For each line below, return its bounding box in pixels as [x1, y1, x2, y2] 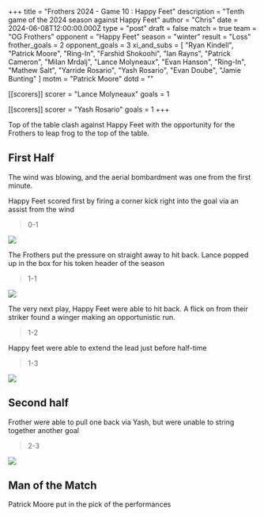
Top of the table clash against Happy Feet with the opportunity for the [8, 120, 236, 129]
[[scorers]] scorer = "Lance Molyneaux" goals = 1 [8, 89, 170, 98]
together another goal [8, 425, 79, 435]
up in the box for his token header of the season [8, 258, 164, 268]
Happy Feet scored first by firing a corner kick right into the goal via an [8, 196, 239, 205]
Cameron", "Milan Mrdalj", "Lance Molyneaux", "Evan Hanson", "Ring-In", [8, 57, 247, 67]
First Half [8, 151, 55, 165]
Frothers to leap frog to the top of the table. [8, 128, 150, 138]
